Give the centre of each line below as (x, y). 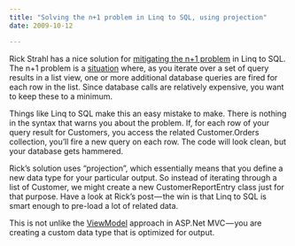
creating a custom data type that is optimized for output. (112, 232)
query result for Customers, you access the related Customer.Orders (134, 132)
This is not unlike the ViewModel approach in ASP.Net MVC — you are (136, 223)
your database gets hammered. (66, 150)
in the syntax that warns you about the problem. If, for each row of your (140, 123)
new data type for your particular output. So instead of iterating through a (143, 177)
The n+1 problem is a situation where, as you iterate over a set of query (139, 68)
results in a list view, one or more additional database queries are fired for (144, 77)
